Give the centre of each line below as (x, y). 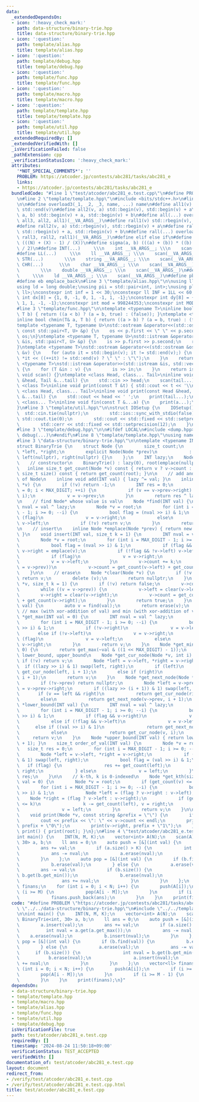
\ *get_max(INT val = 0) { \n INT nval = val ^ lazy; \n (95, 617)
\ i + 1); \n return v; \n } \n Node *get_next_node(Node (103, 677)
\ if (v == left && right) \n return (84, 694)
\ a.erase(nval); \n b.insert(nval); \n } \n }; (106, 936)
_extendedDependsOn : (37, 17)
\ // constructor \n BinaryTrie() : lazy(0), (81, 463)
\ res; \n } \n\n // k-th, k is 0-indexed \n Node (89, 776)
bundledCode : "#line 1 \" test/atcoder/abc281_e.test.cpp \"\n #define (98, 193)
